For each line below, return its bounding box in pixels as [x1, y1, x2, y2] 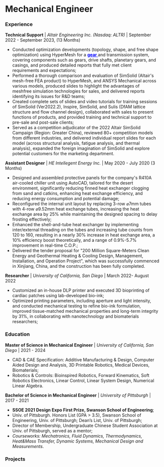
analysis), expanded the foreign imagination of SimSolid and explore [12, 145, 150, 151]
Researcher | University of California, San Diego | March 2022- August [5, 273, 149, 279]
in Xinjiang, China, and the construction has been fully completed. [12, 263, 145, 269]
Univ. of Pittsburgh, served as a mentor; [12, 427, 93, 434]
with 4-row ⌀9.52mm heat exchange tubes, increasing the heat [12, 206, 140, 212]
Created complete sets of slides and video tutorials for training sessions [12, 99, 158, 105]
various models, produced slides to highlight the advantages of [12, 83, 140, 89]
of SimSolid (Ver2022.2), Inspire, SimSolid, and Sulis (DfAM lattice [12, 104, 146, 110]
